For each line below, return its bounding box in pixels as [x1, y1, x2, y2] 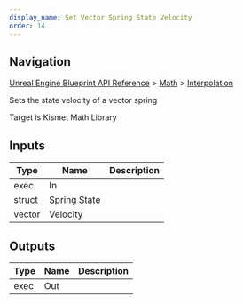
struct [13, 194, 38, 206]
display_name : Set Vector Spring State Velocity [9, 12, 192, 22]
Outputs [9, 238, 56, 253]
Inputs [9, 138, 46, 153]
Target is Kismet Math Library [9, 112, 117, 123]
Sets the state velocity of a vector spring [9, 95, 158, 106]
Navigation [9, 54, 71, 69]
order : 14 [9, 21, 46, 30]
